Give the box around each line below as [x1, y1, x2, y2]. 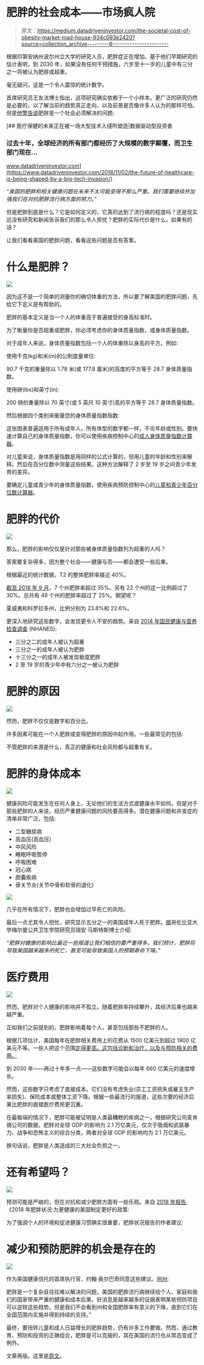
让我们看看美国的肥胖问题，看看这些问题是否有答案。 [6, 237, 140, 244]
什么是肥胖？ [6, 260, 71, 274]
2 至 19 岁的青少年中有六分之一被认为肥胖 [15, 661, 120, 668]
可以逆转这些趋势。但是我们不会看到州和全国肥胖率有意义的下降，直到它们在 [6, 1303, 198, 1311]
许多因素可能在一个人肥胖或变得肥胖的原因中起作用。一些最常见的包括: [6, 730, 184, 738]
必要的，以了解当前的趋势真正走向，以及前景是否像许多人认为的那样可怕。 [11, 101, 198, 109]
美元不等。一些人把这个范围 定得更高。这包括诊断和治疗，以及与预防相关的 [6, 1044, 192, 1052]
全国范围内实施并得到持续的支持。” [6, 1311, 92, 1318]
